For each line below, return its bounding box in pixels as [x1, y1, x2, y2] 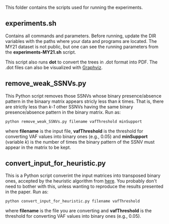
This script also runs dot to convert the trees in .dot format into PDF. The [5, 59, 158, 65]
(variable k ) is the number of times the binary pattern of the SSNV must [5, 139, 155, 145]
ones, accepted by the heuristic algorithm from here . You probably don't [5, 178, 157, 184]
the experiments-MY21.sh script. [5, 49, 76, 55]
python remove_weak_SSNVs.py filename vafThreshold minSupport [5, 119, 143, 124]
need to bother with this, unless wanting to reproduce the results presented [5, 184, 164, 190]
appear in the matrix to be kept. [5, 144, 71, 150]
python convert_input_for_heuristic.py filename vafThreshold [5, 199, 140, 204]
